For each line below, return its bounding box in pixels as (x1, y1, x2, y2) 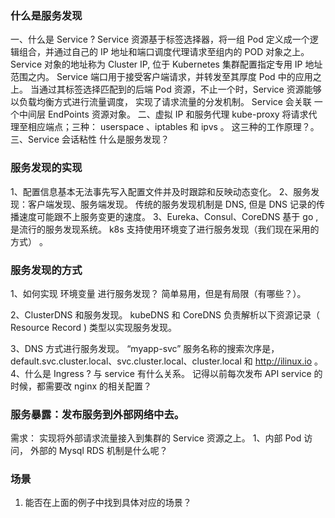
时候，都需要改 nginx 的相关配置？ (10, 380, 153, 392)
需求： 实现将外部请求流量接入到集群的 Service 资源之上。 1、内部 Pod (10, 432, 302, 444)
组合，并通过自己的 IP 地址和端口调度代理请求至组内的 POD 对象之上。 (18, 46, 310, 58)
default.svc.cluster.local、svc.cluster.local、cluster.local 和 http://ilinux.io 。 (10, 355, 324, 367)
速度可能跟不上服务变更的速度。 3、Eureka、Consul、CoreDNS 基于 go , (18, 210, 319, 222)
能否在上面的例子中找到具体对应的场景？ (24, 497, 192, 509)
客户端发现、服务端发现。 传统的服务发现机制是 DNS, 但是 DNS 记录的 (27, 198, 317, 210)
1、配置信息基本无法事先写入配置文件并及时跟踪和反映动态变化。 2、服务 (10, 185, 312, 197)
